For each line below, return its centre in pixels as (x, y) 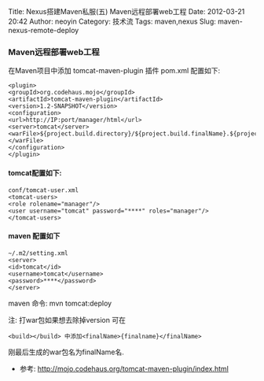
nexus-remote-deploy (44, 30)
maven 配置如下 (34, 236)
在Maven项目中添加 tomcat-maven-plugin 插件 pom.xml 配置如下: (114, 71)
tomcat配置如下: (35, 172)
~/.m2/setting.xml (38, 253)
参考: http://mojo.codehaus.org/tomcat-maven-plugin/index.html (124, 368)
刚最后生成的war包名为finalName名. (66, 352)
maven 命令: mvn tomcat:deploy (60, 303)
